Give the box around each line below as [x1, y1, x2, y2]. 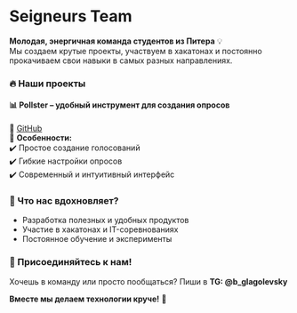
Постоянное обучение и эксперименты [21, 234, 173, 245]
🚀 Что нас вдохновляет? [9, 194, 119, 206]
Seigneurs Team [9, 6, 132, 27]
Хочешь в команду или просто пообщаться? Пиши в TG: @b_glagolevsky [9, 276, 288, 286]
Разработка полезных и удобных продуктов [21, 215, 189, 226]
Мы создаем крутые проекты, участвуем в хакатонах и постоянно [9, 45, 262, 56]
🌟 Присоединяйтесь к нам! [9, 256, 132, 269]
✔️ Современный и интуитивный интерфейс [9, 169, 175, 180]
